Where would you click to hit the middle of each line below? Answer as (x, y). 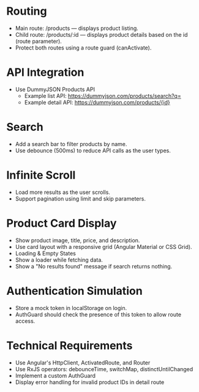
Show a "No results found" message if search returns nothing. (94, 266)
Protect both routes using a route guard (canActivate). (83, 48)
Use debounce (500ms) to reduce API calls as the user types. (93, 150)
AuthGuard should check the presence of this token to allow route (98, 314)
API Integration (45, 72)
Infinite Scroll (41, 175)
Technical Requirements (69, 345)
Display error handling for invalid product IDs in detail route (90, 382)
